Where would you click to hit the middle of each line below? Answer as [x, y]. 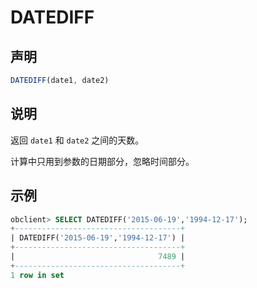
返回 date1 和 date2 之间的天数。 [77, 140]
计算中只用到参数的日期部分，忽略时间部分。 [102, 161]
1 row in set [37, 275]
